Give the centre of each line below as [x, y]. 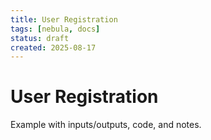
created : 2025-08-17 [53, 47]
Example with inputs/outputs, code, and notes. [106, 125]
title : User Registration [64, 19]
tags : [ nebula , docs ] [55, 29]
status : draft [40, 38]
